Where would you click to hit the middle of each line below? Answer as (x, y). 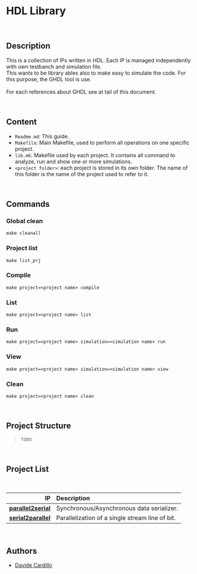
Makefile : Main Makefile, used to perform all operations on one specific (102, 142)
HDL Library (36, 11)
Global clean (25, 221)
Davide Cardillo (33, 565)
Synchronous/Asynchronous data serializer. (117, 508)
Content (22, 122)
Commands (28, 204)
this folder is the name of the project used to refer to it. (82, 174)
